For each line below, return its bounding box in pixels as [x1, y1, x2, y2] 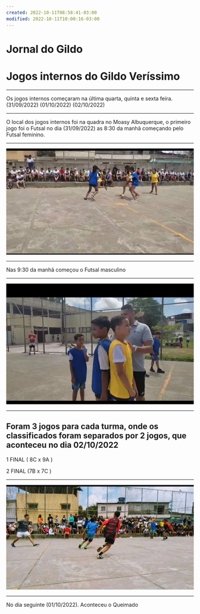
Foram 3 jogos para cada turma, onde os [6, 422, 159, 432]
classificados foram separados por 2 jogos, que [6, 431, 187, 441]
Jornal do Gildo [6, 42, 83, 56]
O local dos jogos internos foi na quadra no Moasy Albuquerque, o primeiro [6, 118, 191, 125]
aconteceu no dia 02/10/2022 [6, 440, 119, 450]
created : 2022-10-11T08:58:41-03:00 [6, 10, 97, 15]
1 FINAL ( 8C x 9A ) [6, 456, 53, 463]
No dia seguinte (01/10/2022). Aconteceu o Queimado [6, 601, 139, 608]
